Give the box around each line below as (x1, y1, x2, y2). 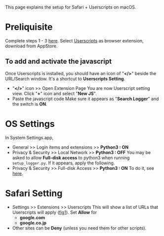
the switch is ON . (12, 101, 47, 107)
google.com (19, 214, 45, 220)
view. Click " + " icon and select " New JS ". (12, 90, 97, 96)
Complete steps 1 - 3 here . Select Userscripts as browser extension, (5, 38, 144, 43)
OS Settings (5, 118, 55, 129)
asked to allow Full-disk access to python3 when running (12, 155, 130, 160)
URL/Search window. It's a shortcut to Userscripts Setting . (5, 76, 125, 81)
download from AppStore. (5, 43, 58, 49)
